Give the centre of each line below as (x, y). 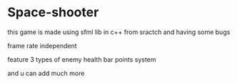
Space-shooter (53, 12)
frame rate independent (42, 45)
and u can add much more (46, 73)
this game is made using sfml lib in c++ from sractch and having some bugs (119, 32)
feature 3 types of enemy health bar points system (82, 59)
